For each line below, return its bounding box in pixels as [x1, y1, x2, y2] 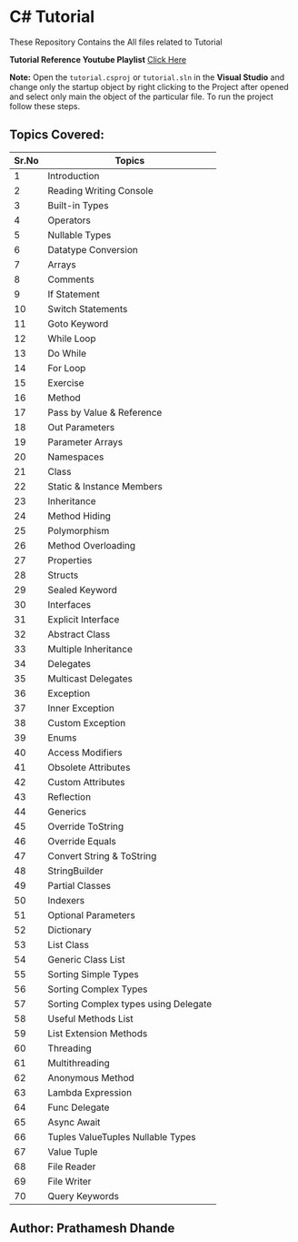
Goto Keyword [47, 317, 109, 329]
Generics [47, 805, 86, 818]
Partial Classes [47, 879, 112, 892]
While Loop [47, 332, 96, 345]
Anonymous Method [47, 1071, 134, 1084]
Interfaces [47, 598, 92, 611]
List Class [47, 938, 89, 951]
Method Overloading [47, 539, 136, 551]
